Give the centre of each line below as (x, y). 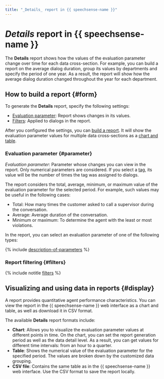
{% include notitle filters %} (33, 273)
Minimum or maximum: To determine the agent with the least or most (82, 220)
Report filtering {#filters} (36, 262)
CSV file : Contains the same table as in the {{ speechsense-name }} (81, 366)
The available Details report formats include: (50, 320)
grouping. (22, 361)
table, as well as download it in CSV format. (49, 311)
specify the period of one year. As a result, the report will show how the (77, 74)
